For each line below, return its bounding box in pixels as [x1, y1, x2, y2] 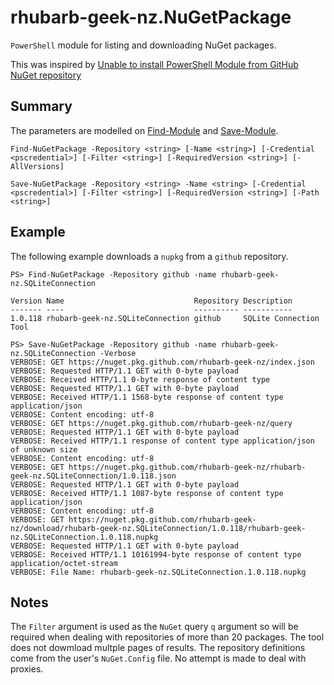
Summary [10, 98, 73, 115]
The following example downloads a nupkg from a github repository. [10, 250, 289, 262]
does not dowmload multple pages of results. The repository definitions [10, 642, 306, 654]
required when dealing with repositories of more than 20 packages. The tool [10, 631, 325, 643]
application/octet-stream [10, 558, 118, 568]
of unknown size [10, 444, 78, 455]
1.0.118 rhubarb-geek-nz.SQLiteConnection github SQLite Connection [10, 313, 320, 323]
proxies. [10, 663, 44, 675]
